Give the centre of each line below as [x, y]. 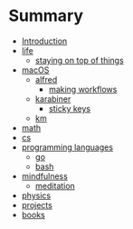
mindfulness [45, 176]
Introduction [44, 41]
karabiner [53, 99]
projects [37, 204]
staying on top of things [79, 60]
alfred [46, 79]
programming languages [67, 147]
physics [36, 195]
